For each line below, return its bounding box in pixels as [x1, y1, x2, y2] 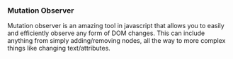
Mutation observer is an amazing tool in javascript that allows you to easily [7, 22, 225, 30]
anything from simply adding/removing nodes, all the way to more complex [7, 37, 226, 45]
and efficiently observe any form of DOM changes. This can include [7, 29, 205, 37]
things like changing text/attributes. [7, 44, 111, 53]
